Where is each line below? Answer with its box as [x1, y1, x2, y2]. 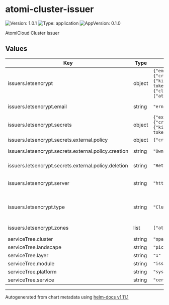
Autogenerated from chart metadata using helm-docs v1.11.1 [5, 294, 129, 300]
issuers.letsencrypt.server [8, 179, 69, 186]
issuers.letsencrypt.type [8, 204, 65, 211]
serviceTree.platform [8, 268, 57, 275]
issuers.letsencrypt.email [8, 103, 67, 110]
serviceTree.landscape [8, 244, 62, 251]
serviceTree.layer [8, 252, 49, 259]
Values [5, 44, 28, 53]
